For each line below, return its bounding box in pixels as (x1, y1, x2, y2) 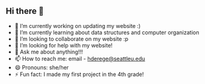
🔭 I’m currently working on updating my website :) (14, 22, 141, 29)
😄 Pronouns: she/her (14, 63, 69, 71)
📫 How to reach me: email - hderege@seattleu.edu (14, 55, 145, 62)
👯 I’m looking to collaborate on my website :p (14, 35, 129, 43)
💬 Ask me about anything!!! (14, 48, 83, 55)
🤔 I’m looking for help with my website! (14, 41, 113, 49)
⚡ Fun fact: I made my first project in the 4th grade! (14, 71, 144, 78)
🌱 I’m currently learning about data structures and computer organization (14, 29, 199, 36)
